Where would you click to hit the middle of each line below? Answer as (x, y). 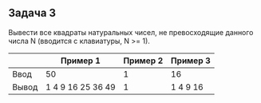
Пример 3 (191, 61)
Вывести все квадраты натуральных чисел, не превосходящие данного (131, 32)
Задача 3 (32, 13)
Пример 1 (81, 61)
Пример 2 (143, 61)
